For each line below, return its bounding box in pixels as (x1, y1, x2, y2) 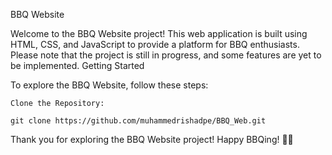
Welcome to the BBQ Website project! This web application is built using (10, 28, 308, 39)
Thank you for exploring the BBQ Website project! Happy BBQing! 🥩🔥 (10, 134, 294, 145)
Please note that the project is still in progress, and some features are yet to (10, 49, 322, 61)
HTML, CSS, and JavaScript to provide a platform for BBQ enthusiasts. (10, 39, 300, 50)
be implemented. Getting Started (10, 60, 145, 71)
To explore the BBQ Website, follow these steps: (10, 79, 209, 91)
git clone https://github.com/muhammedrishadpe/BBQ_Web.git (10, 116, 267, 126)
